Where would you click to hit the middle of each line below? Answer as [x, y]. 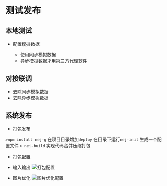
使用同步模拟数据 [38, 54]
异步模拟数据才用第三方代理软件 [54, 61]
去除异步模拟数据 [30, 98]
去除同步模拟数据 [30, 91]
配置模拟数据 [26, 44]
